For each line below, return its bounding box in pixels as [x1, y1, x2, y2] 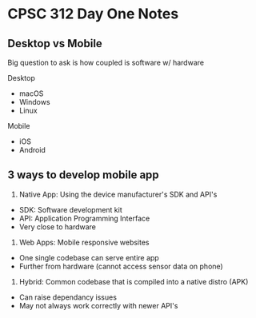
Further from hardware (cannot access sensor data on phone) [18, 261, 223, 271]
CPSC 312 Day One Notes [7, 5, 179, 23]
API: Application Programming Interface [18, 213, 150, 223]
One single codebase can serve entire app [18, 252, 159, 262]
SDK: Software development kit [18, 205, 123, 214]
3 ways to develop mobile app [7, 169, 159, 182]
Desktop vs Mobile [7, 37, 103, 50]
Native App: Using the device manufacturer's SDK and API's [18, 189, 218, 199]
